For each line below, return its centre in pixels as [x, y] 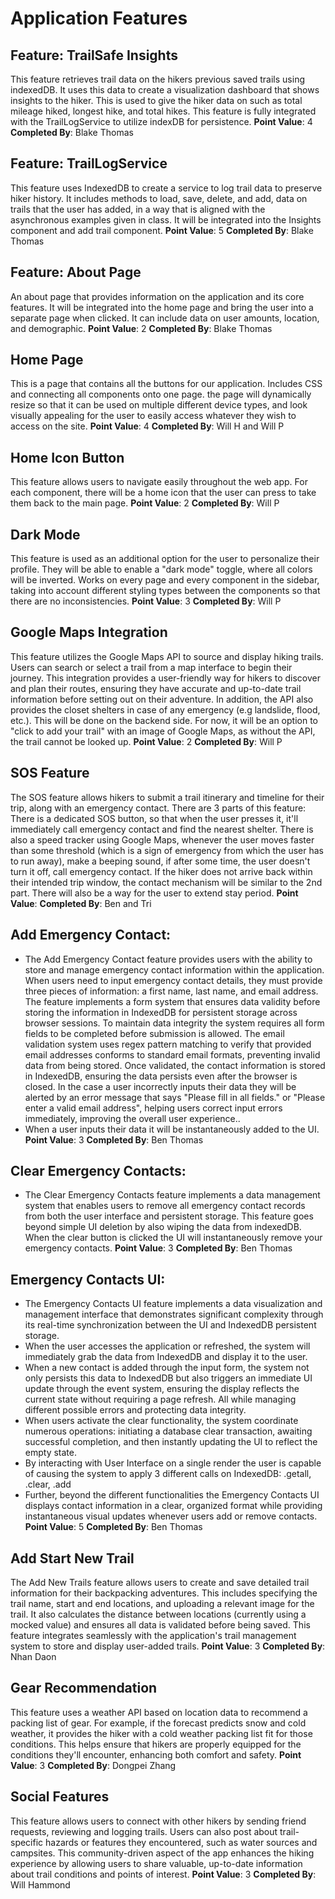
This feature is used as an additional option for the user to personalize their [165, 559]
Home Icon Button [67, 457]
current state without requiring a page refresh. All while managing [160, 1399]
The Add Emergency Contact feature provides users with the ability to [168, 959]
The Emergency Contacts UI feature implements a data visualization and [173, 1304]
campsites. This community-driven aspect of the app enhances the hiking [162, 1853]
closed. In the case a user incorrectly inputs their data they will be [160, 1086]
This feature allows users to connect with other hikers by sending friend [158, 1821]
